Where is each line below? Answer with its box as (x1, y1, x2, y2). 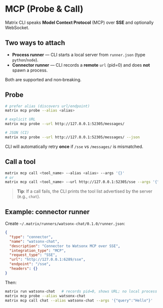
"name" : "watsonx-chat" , (9, 239, 60, 244)
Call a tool (5, 158, 36, 166)
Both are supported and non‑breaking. (5, 76, 81, 82)
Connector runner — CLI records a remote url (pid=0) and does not (12, 62, 150, 68)
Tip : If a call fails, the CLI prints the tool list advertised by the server (16, 188, 153, 194)
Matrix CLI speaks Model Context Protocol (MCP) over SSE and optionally (5, 19, 154, 25)
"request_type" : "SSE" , (9, 253, 57, 257)
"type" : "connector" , (9, 235, 53, 239)
